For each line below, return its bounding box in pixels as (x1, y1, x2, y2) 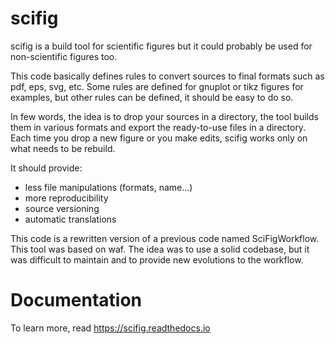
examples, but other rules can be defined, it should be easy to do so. (10, 91, 294, 103)
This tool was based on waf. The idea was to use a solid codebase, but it (10, 243, 310, 255)
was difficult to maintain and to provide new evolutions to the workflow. (10, 253, 304, 266)
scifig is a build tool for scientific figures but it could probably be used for (10, 40, 313, 52)
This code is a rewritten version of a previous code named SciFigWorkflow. (10, 232, 320, 244)
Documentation (10, 289, 143, 312)
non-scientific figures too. (10, 50, 118, 62)
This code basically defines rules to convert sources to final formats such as (10, 70, 325, 82)
